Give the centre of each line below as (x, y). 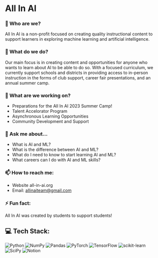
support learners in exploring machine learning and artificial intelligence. (77, 39)
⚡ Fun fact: (18, 203)
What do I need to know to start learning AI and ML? (64, 155)
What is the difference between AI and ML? (55, 150)
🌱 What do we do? (27, 52)
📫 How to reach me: (30, 173)
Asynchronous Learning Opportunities (50, 116)
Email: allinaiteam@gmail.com (42, 190)
